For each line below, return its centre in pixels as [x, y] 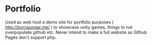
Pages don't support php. [31, 37]
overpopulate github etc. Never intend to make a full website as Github [76, 32]
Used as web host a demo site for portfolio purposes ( [59, 22]
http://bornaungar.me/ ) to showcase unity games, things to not [69, 27]
